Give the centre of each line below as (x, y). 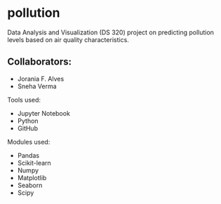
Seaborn (30, 185)
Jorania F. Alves (41, 79)
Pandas (28, 155)
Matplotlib (32, 177)
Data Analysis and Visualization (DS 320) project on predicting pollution (110, 32)
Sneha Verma (37, 86)
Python (28, 121)
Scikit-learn (34, 163)
